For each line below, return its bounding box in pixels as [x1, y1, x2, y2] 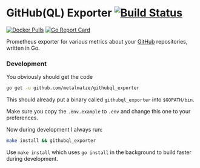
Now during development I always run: [6, 126, 103, 133]
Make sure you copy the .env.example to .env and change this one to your [6, 108, 191, 115]
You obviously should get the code [6, 73, 93, 81]
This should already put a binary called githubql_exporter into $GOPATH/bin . [6, 96, 195, 103]
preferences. [6, 114, 38, 121]
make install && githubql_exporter [6, 138, 96, 144]
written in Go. [6, 44, 41, 52]
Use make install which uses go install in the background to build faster [6, 149, 192, 156]
